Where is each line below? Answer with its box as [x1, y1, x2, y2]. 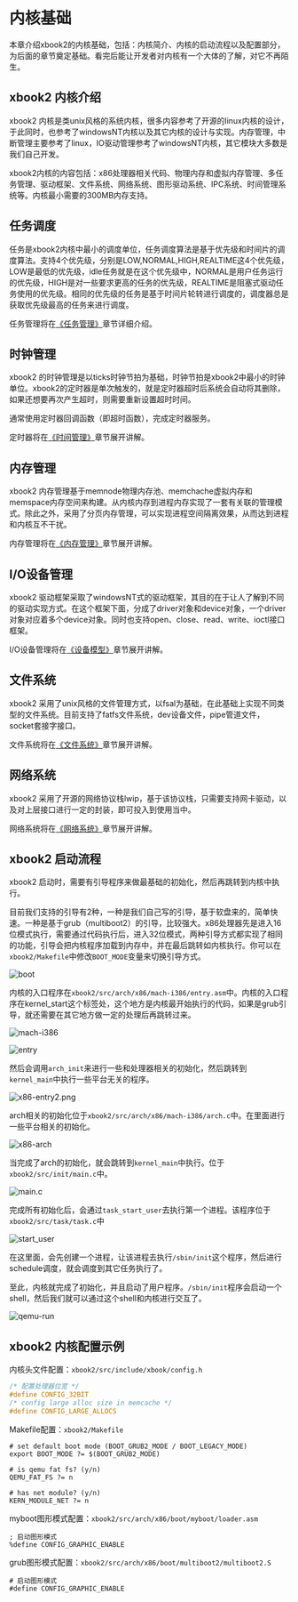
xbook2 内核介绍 [9, 90, 102, 105]
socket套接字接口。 [9, 720, 81, 730]
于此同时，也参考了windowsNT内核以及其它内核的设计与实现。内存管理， [9, 126, 278, 137]
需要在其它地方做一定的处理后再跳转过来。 [39, 1010, 196, 1020]
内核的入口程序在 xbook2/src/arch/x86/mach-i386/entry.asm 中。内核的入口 [9, 987, 281, 998]
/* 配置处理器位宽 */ [9, 1382, 80, 1391]
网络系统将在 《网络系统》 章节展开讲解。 [9, 823, 157, 833]
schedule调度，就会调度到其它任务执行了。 [9, 1263, 168, 1274]
